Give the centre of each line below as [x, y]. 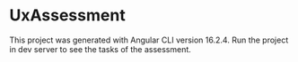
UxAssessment [67, 15]
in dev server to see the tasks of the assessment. [100, 49]
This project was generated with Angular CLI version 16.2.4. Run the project [149, 40]
